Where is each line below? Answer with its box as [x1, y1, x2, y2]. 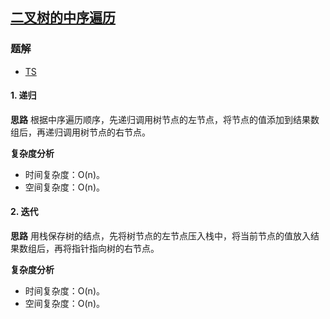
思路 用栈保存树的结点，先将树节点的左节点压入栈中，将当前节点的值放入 [10, 230, 311, 242]
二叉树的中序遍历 [10, 9, 116, 27]
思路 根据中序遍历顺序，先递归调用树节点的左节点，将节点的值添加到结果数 [10, 113, 320, 125]
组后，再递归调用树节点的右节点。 [10, 126, 151, 138]
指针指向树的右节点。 [71, 243, 160, 255]
